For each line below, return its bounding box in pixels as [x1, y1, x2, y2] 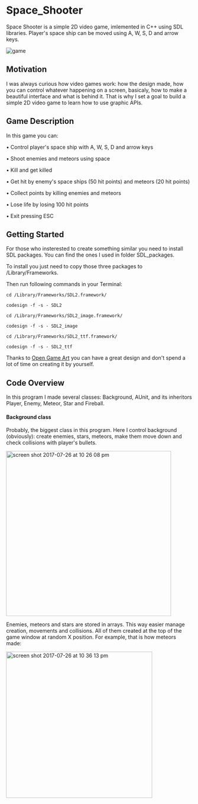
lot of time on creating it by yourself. [6, 361, 95, 368]
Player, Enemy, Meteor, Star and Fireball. [6, 400, 105, 407]
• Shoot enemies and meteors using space [6, 155, 111, 162]
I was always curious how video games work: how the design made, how [6, 80, 184, 87]
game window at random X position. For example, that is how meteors [6, 633, 176, 640]
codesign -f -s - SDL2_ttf [6, 344, 73, 350]
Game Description [6, 116, 74, 126]
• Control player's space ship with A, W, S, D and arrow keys [6, 143, 154, 150]
